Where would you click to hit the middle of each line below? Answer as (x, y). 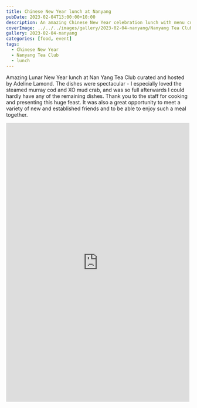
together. (17, 114)
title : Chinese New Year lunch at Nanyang (59, 11)
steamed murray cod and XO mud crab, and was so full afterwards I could (95, 90)
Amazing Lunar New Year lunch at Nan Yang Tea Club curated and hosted (95, 77)
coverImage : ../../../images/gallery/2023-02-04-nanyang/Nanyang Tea (93, 28)
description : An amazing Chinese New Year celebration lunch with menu (95, 22)
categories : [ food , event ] (39, 39)
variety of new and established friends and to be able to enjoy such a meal (96, 108)
